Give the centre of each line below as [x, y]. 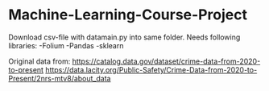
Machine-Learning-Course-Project [128, 15]
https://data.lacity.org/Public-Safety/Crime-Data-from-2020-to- [151, 69]
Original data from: [39, 61]
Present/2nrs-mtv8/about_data [60, 78]
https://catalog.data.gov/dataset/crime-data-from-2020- [166, 61]
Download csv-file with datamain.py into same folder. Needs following [124, 37]
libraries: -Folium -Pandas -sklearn [66, 45]
